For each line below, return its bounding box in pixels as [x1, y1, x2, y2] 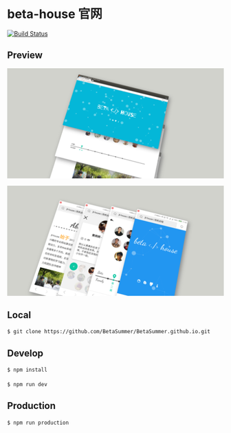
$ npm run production [7, 419, 69, 426]
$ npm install [7, 366, 48, 374]
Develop [7, 347, 43, 359]
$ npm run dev [7, 381, 48, 388]
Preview [7, 50, 43, 61]
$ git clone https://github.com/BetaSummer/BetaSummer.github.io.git [7, 328, 211, 335]
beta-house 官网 [7, 6, 103, 22]
